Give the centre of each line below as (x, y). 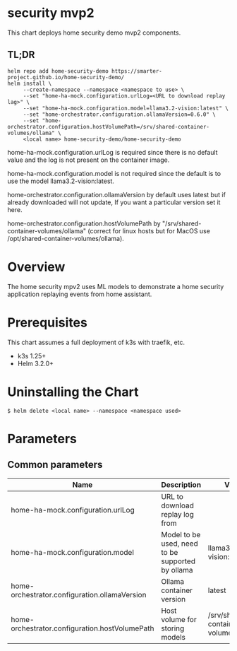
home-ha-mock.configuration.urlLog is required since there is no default (113, 152)
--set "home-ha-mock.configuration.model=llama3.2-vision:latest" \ (126, 108)
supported (178, 561)
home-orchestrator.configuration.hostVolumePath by (84, 223)
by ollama (177, 570)
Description (181, 484)
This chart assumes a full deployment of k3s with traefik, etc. (96, 342)
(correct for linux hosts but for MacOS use (149, 230)
